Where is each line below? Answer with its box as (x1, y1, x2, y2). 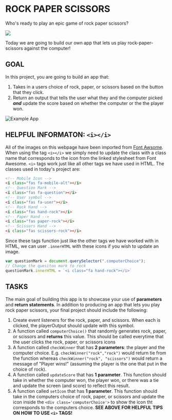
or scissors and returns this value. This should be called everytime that (12, 333, 164, 339)
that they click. (12, 89, 45, 95)
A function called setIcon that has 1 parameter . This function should (12, 388, 158, 394)
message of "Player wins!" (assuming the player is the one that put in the (12, 360, 167, 367)
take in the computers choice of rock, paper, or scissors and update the (12, 393, 165, 399)
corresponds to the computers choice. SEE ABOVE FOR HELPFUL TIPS (12, 404, 163, 410)
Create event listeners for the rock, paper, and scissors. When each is (12, 317, 161, 323)
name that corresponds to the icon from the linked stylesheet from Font (5, 155, 157, 161)
